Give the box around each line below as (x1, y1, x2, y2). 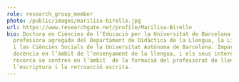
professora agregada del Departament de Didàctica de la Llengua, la (13, 37, 224, 44)
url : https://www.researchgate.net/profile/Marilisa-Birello (6, 24, 193, 31)
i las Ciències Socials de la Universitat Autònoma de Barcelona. (13, 43, 215, 51)
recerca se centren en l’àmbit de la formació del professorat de (13, 57, 218, 64)
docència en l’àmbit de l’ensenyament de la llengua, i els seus (13, 51, 212, 58)
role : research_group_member (6, 10, 93, 18)
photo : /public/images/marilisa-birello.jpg (6, 17, 141, 24)
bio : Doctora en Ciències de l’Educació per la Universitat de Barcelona (6, 30, 231, 38)
